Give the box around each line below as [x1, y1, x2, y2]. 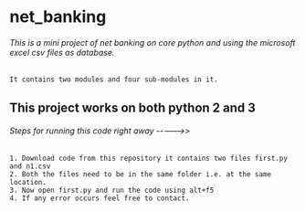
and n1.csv [9, 162, 51, 171]
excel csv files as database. [9, 47, 115, 58]
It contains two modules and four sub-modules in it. [9, 75, 219, 84]
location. [9, 177, 47, 186]
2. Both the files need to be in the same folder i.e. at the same [9, 169, 272, 179]
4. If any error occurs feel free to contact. [9, 194, 190, 203]
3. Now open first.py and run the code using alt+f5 [9, 185, 215, 195]
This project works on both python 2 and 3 [9, 100, 256, 115]
